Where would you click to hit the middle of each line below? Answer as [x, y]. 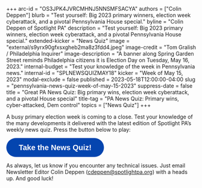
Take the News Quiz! [55, 147]
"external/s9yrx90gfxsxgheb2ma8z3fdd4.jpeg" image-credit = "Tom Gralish [101, 47]
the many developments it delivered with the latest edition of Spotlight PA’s [99, 123]
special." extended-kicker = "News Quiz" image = [68, 41]
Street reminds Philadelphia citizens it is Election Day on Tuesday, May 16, [98, 60]
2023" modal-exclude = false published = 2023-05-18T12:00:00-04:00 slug [101, 79]
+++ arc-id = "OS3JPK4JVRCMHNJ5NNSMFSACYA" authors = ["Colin [94, 9]
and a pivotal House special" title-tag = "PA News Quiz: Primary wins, [93, 99]
